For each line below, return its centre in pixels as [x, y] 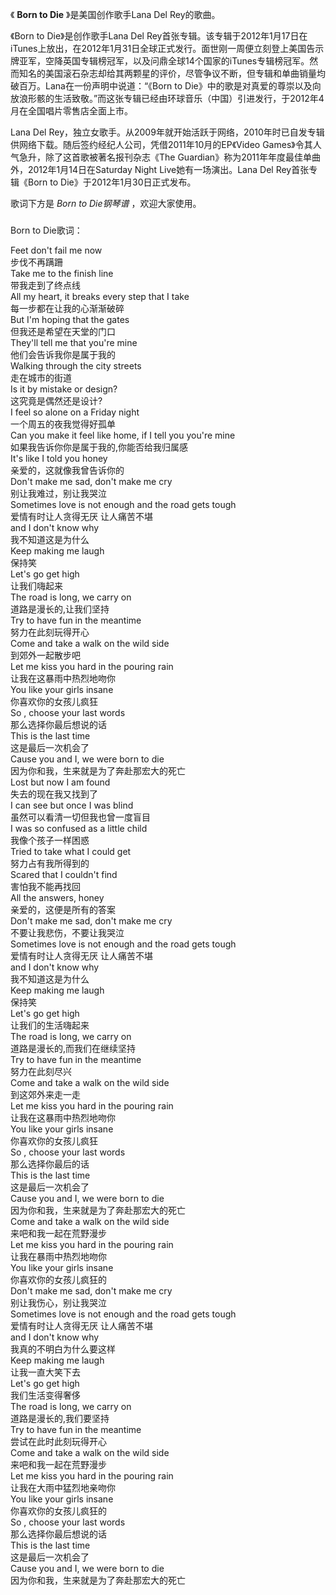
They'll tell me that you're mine [74, 342]
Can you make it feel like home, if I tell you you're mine [123, 435]
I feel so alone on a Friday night [75, 412]
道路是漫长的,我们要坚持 [60, 1418]
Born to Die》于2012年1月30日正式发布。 [112, 182]
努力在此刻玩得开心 [50, 632]
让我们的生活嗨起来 [50, 1025]
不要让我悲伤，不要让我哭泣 [67, 932]
